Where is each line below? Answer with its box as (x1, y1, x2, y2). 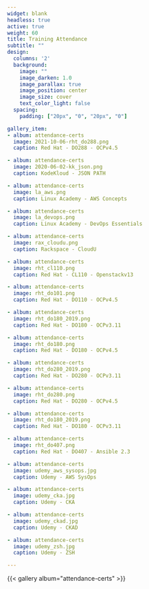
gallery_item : (7, 125, 48, 132)
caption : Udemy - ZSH (13, 550, 76, 557)
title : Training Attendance (7, 36, 88, 43)
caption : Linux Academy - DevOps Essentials (13, 220, 143, 228)
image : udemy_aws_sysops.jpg (13, 467, 97, 474)
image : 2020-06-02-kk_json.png (13, 164, 103, 171)
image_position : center (19, 87, 88, 94)
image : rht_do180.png (13, 340, 76, 347)
